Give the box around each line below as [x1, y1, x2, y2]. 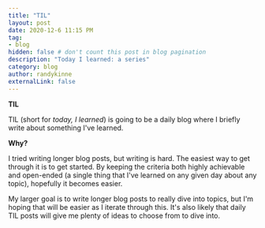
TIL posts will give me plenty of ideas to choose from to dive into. [8, 211, 221, 220]
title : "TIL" [8, 11, 51, 20]
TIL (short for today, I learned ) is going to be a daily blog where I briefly [8, 114, 241, 124]
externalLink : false [8, 77, 77, 85]
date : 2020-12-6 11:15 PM [8, 26, 93, 34]
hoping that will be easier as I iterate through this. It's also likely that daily [8, 202, 246, 211]
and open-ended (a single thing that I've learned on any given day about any [8, 170, 257, 180]
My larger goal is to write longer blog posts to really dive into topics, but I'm [8, 194, 254, 204]
